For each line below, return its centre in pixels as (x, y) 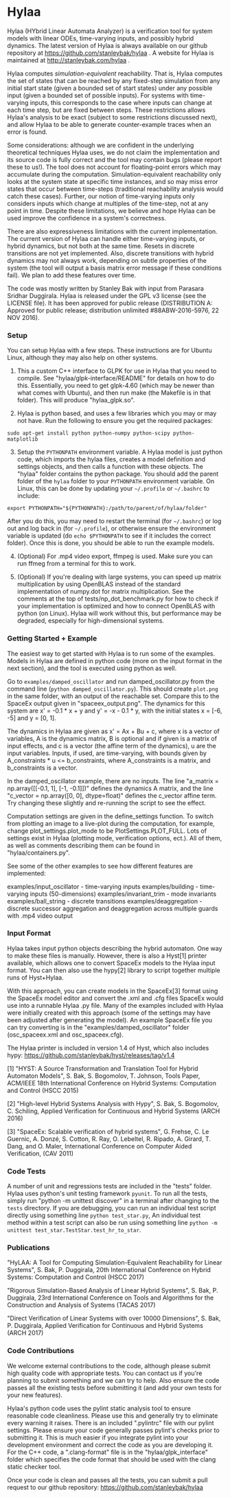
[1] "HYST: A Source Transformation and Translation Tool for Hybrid (103, 1068)
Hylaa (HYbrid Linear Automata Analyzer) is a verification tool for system (110, 31)
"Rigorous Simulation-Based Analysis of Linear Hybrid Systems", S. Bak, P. (113, 1291)
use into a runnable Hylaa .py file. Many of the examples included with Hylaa (115, 1005)
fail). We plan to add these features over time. (71, 275)
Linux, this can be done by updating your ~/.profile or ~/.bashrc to (113, 489)
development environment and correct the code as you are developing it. (110, 1444)
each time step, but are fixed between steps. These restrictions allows (106, 110)
